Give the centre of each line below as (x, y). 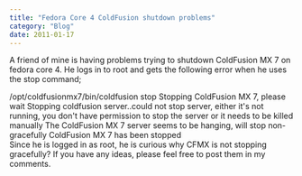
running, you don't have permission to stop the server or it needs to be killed (151, 116)
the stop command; (46, 79)
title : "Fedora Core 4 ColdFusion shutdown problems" (113, 18)
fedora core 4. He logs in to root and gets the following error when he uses (148, 69)
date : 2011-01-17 (42, 34)
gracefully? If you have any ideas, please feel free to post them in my (137, 154)
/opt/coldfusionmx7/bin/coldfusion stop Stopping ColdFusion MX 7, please (148, 97)
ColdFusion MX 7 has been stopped (115, 135)
